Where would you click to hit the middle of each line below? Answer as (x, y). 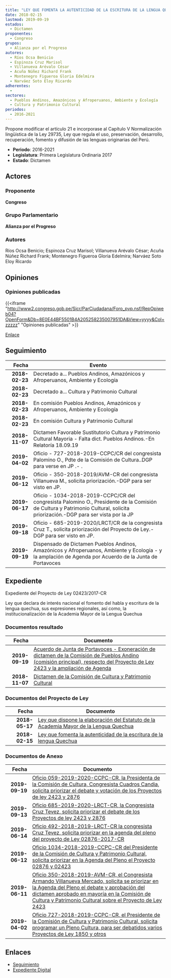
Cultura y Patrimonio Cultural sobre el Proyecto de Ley (97, 900)
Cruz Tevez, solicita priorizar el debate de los (86, 812)
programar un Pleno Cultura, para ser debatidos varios (97, 928)
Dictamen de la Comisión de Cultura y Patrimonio (92, 676)
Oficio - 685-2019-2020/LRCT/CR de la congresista (98, 523)
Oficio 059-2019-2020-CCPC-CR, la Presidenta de (96, 778)
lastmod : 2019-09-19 (27, 19)
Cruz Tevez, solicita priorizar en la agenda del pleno (94, 833)
